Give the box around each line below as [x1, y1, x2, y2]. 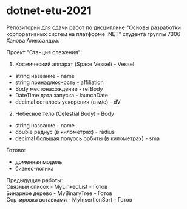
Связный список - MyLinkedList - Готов [6, 183, 108, 190]
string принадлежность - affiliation [15, 79, 104, 86]
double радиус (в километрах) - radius [15, 128, 115, 135]
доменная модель [15, 158, 63, 165]
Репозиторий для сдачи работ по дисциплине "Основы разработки [6, 24, 181, 31]
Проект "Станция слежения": [6, 48, 83, 55]
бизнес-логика [15, 165, 54, 172]
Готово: [6, 146, 26, 154]
